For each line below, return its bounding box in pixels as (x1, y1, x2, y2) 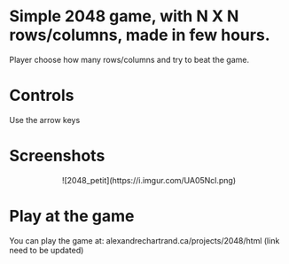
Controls (9, 86, 74, 105)
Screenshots (9, 146, 105, 166)
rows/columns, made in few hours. (9, 25, 270, 45)
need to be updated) (9, 245, 84, 255)
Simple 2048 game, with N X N (9, 6, 239, 27)
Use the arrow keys (9, 114, 81, 125)
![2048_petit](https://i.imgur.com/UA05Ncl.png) (61, 175, 237, 185)
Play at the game (9, 206, 135, 226)
